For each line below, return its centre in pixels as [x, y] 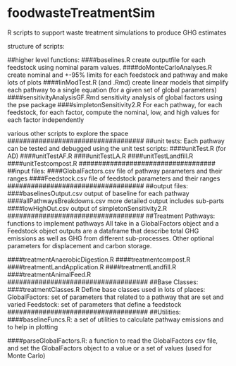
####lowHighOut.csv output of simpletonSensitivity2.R [87, 208]
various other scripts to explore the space [68, 133]
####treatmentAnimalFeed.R [49, 274]
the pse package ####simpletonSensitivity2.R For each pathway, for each [115, 104]
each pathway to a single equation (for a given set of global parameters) [112, 90]
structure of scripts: [36, 46]
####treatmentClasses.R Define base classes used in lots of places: [106, 289]
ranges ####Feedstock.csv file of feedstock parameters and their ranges [114, 178]
